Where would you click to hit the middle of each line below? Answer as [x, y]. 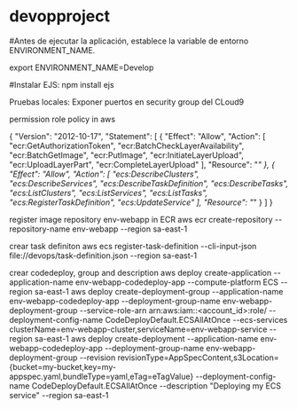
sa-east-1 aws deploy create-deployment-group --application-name [159, 291]
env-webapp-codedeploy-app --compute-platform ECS [177, 282]
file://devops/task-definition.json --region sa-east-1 [103, 256]
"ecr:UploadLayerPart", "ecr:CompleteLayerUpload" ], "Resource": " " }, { [142, 164]
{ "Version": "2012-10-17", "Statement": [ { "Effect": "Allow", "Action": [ [137, 136]
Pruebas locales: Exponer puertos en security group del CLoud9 [127, 102]
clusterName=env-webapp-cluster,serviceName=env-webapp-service [138, 329]
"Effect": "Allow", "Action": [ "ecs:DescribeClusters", [104, 174]
